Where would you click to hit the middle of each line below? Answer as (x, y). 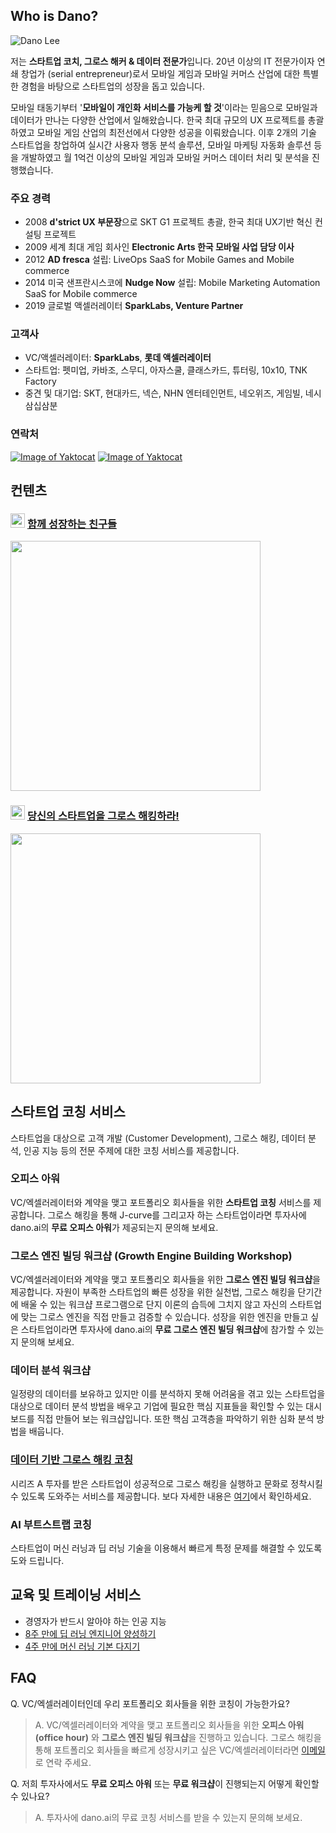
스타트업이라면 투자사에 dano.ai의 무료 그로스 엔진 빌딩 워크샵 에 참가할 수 (163, 1330)
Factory (40, 381)
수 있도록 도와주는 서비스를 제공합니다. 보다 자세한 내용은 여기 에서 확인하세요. (161, 1496)
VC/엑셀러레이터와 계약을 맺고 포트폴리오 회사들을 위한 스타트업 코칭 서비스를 (161, 1202)
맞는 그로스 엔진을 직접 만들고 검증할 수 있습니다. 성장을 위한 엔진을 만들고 (164, 1317)
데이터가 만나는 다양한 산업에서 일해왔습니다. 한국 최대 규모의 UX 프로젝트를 (158, 120)
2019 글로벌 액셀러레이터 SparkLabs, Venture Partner (134, 306)
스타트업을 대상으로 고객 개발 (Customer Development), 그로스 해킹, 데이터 (158, 1138)
